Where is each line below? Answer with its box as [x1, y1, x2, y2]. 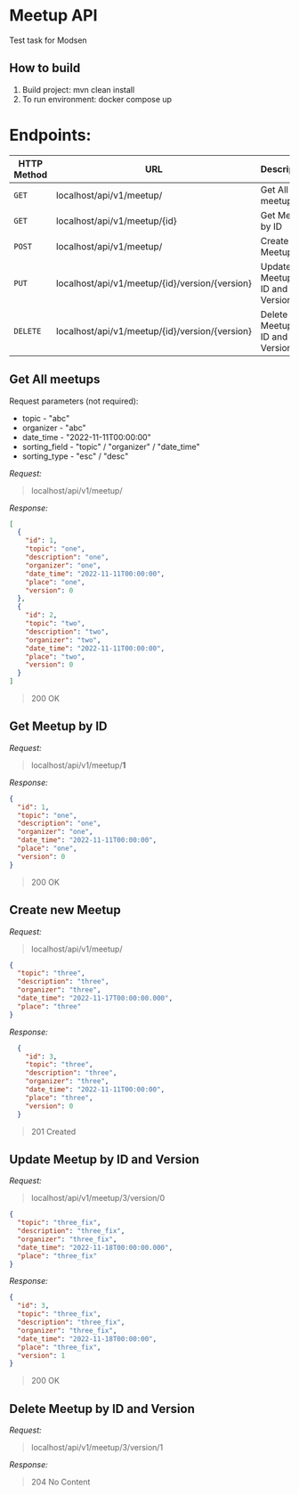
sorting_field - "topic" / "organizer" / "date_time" [21, 441, 200, 452]
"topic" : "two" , [25, 619, 86, 628]
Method [13, 168, 48, 181]
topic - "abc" [21, 413, 70, 423]
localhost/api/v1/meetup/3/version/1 [30, 1442, 164, 1453]
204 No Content [30, 1476, 91, 1488]
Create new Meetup [9, 903, 122, 918]
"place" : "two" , [25, 652, 86, 661]
